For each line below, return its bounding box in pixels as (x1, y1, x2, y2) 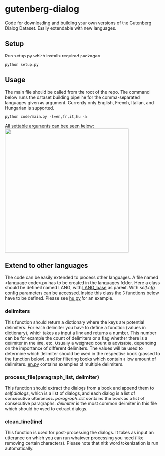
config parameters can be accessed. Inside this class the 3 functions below (5, 290, 159, 296)
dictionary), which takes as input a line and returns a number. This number (5, 330, 157, 336)
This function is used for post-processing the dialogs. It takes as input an (5, 430, 154, 436)
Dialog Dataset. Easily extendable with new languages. (5, 25, 117, 31)
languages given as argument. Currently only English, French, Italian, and (5, 99, 154, 105)
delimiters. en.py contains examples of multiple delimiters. (5, 361, 124, 367)
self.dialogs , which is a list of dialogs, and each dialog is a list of (5, 390, 136, 396)
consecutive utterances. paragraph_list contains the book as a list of (5, 395, 145, 401)
